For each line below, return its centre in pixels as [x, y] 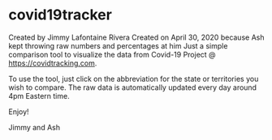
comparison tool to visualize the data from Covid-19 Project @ [112, 54]
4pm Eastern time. [39, 95]
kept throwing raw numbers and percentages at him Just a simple [118, 45]
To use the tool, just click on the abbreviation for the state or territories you [134, 78]
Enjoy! [19, 112]
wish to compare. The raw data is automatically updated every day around [133, 87]
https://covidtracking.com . [53, 63]
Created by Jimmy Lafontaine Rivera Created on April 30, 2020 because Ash [136, 37]
